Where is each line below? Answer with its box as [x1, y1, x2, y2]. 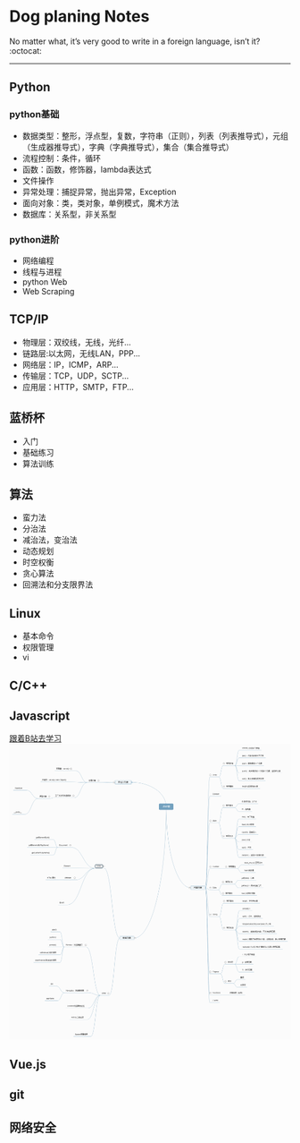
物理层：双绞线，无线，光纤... [21, 337, 131, 347]
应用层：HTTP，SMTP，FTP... [21, 381, 134, 392]
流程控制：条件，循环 [21, 152, 101, 163]
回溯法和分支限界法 [21, 579, 94, 590]
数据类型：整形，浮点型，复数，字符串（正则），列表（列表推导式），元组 [21, 130, 288, 141]
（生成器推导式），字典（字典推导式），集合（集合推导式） [21, 141, 234, 152]
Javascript [9, 708, 71, 723]
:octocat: [9, 45, 42, 55]
